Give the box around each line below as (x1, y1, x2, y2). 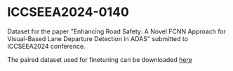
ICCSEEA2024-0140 (7, 4, 130, 20)
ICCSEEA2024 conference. (7, 42, 86, 50)
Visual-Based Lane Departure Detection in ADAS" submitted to (7, 34, 188, 42)
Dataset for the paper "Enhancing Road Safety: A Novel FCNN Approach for (7, 27, 227, 35)
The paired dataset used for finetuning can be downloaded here (7, 55, 193, 63)
